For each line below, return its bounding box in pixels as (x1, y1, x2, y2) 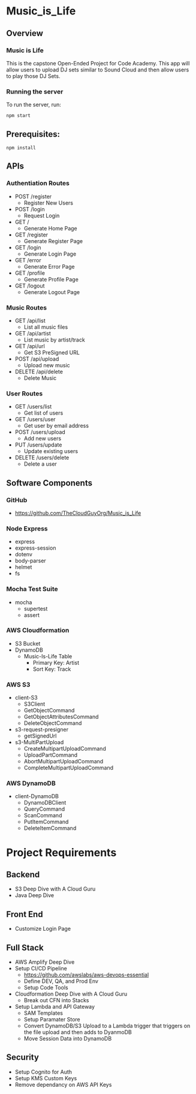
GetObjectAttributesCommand (23, 713, 99, 721)
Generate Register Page (23, 237, 83, 244)
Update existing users (23, 448, 79, 455)
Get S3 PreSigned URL (23, 349, 80, 356)
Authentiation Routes (6, 179, 70, 187)
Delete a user (23, 460, 57, 467)
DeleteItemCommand (23, 825, 77, 832)
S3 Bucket (14, 640, 41, 647)
